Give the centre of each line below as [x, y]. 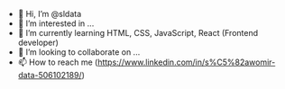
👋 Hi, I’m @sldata [50, 14]
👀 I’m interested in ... [56, 23]
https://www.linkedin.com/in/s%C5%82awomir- [187, 62]
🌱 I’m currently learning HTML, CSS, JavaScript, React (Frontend [138, 33]
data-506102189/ [50, 75]
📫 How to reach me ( [58, 62]
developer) [38, 42]
